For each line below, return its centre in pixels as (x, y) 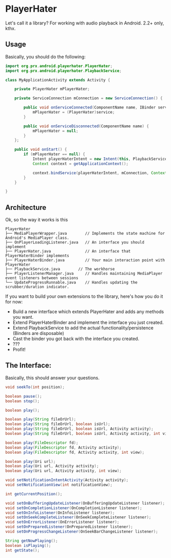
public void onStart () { (41, 150)
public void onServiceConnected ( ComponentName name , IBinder (90, 107)
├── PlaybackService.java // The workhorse (60, 269)
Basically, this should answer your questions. (52, 378)
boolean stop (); (22, 401)
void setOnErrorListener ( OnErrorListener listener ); (62, 522)
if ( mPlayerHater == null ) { (54, 154)
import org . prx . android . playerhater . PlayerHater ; (59, 66)
